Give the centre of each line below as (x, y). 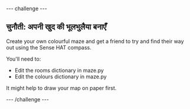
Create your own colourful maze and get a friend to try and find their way (95, 41)
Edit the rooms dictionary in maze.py (59, 70)
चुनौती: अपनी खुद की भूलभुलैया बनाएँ (56, 27)
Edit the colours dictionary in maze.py (61, 77)
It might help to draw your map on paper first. (61, 88)
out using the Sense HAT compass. (49, 47)
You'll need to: (24, 59)
